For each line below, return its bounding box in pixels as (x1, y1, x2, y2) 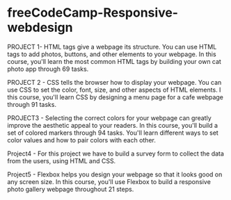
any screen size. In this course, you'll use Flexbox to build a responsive (7, 177, 211, 185)
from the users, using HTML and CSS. (7, 156, 116, 165)
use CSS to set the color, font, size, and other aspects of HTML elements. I (7, 85, 221, 94)
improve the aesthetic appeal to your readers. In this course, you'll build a (7, 121, 218, 129)
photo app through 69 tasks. (7, 65, 89, 73)
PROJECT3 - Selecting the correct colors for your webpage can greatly (7, 113, 212, 122)
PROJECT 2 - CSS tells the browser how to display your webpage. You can (7, 78, 222, 86)
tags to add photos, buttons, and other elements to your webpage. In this (7, 50, 217, 58)
